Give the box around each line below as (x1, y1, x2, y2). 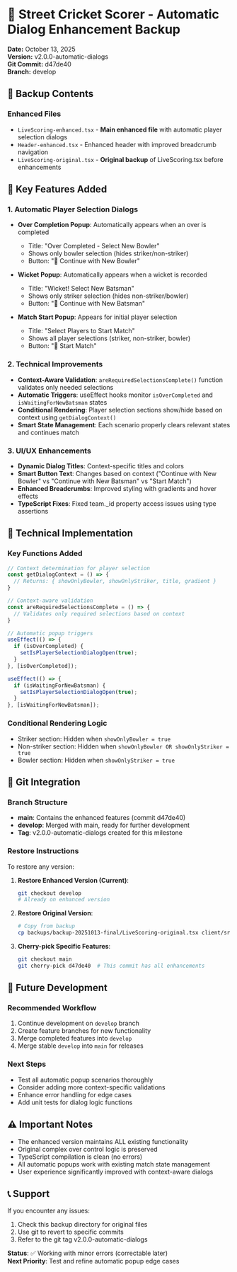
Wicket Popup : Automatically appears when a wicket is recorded (17, 270, 207, 279)
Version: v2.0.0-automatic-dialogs (7, 52, 108, 61)
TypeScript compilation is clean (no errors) (17, 1152, 143, 1161)
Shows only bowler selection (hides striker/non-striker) (28, 249, 189, 258)
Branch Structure (7, 797, 68, 807)
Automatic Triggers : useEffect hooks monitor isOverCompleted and (17, 391, 214, 399)
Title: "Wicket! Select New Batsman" (28, 284, 134, 293)
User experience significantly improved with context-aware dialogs (17, 1167, 214, 1176)
